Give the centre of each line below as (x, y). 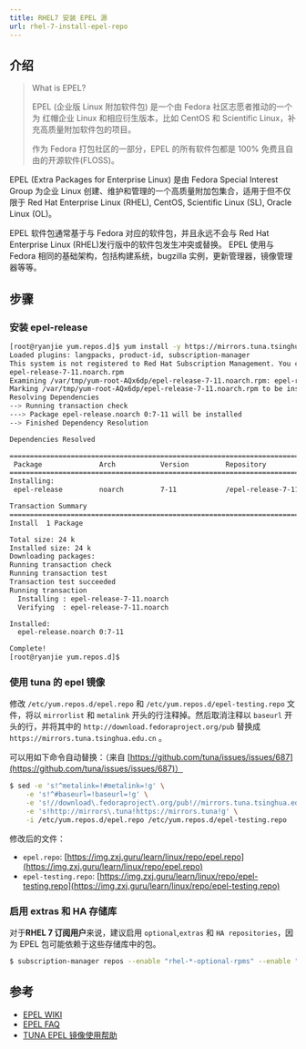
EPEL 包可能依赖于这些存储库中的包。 (90, 943)
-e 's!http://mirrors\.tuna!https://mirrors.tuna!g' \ (132, 811)
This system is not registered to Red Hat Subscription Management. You (150, 364)
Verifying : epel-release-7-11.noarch (93, 607)
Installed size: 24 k (51, 548)
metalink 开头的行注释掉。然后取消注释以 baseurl (189, 715)
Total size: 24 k (42, 540)
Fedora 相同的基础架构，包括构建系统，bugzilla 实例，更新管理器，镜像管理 (151, 256)
